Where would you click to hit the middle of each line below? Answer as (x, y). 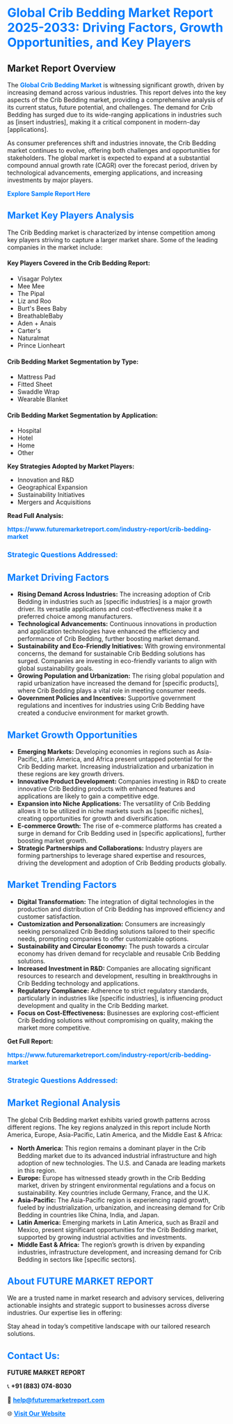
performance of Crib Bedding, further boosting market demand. (109, 639)
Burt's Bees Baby (42, 309)
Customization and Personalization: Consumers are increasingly (111, 924)
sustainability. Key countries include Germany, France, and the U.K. (113, 1192)
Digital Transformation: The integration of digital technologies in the (115, 901)
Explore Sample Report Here (49, 194)
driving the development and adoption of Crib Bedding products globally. (122, 863)
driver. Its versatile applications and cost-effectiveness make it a (110, 609)
